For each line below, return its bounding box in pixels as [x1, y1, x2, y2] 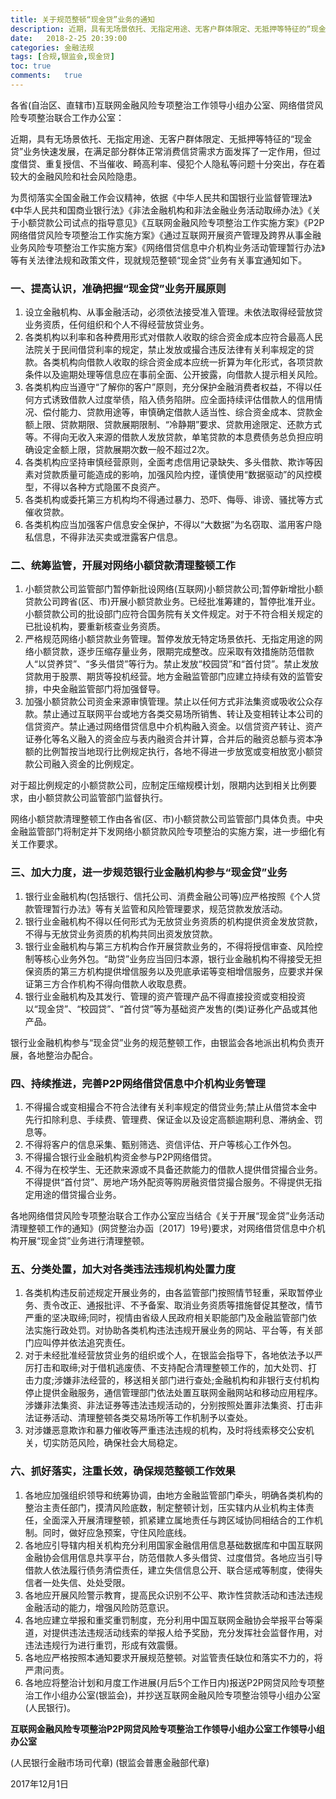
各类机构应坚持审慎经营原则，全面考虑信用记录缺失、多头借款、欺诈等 [24, 456, 315, 468]
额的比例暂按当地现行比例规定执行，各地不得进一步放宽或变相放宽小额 [24, 746, 315, 758]
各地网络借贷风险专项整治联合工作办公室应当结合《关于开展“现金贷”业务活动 [10, 1210, 325, 1222]
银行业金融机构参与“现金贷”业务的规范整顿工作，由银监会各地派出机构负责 [10, 1036, 317, 1048]
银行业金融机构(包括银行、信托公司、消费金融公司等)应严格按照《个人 [24, 890, 313, 902]
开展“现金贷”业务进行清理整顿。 [18, 1235, 150, 1247]
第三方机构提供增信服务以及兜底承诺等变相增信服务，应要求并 [59, 965, 315, 977]
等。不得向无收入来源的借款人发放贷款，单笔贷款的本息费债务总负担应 [24, 431, 315, 443]
